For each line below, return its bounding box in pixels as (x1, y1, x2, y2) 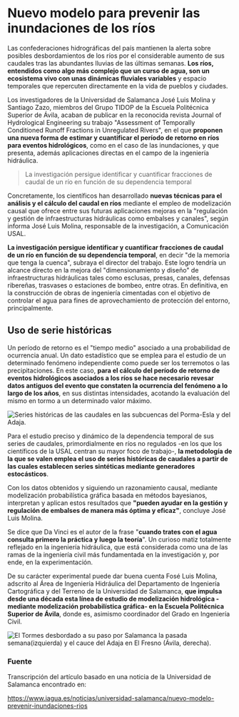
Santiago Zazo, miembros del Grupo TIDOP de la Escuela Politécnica (7, 103, 209, 111)
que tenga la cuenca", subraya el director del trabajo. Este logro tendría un (7, 258, 226, 267)
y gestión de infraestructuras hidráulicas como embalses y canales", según (7, 214, 229, 223)
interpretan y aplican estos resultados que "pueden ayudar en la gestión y (7, 498, 228, 507)
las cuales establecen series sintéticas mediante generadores (7, 462, 195, 470)
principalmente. (7, 303, 54, 312)
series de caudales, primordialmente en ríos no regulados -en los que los (7, 439, 223, 447)
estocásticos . (7, 469, 49, 478)
